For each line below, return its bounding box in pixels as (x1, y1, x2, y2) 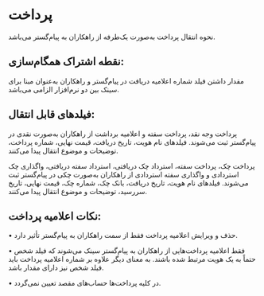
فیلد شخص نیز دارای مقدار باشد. (8, 263, 104, 272)
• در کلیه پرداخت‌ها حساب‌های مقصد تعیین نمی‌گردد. (8, 278, 161, 288)
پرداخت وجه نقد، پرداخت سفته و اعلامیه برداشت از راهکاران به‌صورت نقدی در (8, 129, 238, 138)
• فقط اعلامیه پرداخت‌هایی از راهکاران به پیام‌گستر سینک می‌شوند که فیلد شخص (8, 246, 245, 255)
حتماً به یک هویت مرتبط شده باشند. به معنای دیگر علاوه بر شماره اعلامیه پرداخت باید (8, 255, 256, 264)
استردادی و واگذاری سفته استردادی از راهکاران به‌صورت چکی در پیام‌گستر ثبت (8, 169, 239, 179)
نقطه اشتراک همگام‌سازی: (8, 55, 125, 68)
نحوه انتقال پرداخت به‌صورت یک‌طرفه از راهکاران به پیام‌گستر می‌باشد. (8, 32, 216, 41)
